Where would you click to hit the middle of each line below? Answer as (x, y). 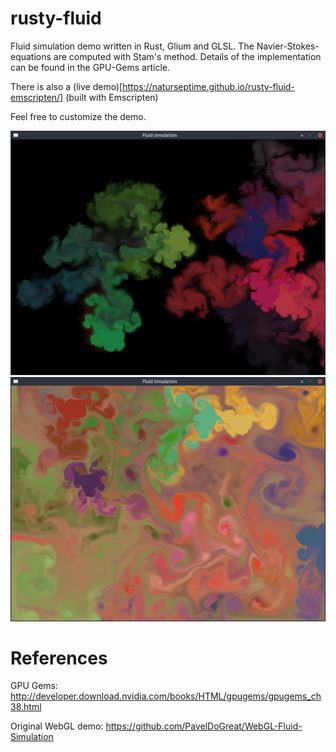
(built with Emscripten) (112, 97)
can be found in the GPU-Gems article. (90, 67)
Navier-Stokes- (288, 46)
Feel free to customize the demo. (78, 116)
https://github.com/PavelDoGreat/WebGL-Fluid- (204, 726)
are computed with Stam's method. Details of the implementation (187, 56)
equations (31, 56)
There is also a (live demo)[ (66, 86)
